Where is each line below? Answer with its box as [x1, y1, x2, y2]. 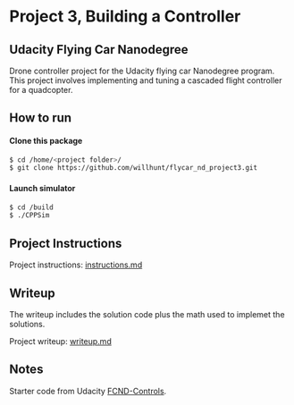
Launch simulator [9, 182, 76, 193]
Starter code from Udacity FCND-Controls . [9, 385, 167, 396]
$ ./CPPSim [9, 211, 50, 220]
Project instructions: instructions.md [9, 259, 143, 270]
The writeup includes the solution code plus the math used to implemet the [9, 308, 285, 319]
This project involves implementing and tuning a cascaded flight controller [9, 75, 282, 86]
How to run [9, 110, 72, 126]
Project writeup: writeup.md [9, 335, 112, 346]
